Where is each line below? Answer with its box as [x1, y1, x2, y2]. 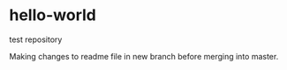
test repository [9, 34, 63, 45]
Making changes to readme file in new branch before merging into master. [9, 51, 279, 61]
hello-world [9, 5, 97, 25]
